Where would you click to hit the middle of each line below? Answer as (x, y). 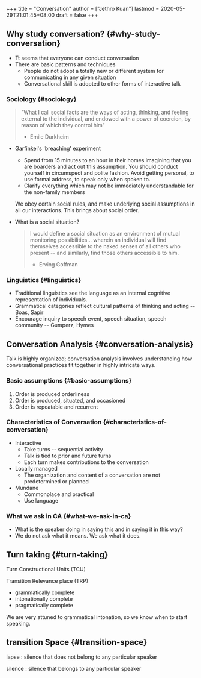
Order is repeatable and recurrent (56, 407)
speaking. (19, 623)
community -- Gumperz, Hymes (54, 325)
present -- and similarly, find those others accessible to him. (104, 253)
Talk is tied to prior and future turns (67, 456)
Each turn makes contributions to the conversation (86, 462)
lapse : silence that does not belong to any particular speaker (82, 657)
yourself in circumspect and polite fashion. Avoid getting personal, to (109, 173)
